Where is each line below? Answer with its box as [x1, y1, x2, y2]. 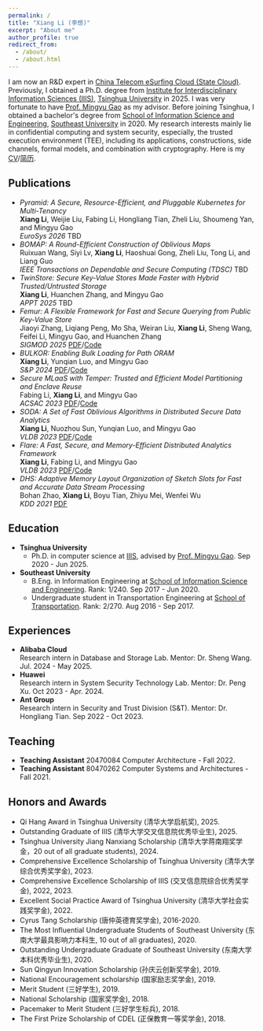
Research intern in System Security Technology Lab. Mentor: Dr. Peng [19, 678, 247, 688]
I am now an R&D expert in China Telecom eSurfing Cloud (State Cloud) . [8, 76, 242, 87]
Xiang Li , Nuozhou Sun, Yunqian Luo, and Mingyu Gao [19, 423, 196, 433]
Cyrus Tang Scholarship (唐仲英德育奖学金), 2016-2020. [19, 915, 201, 925]
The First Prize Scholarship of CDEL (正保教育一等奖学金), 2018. [19, 1014, 226, 1023]
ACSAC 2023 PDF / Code [19, 399, 98, 408]
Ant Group [19, 695, 55, 705]
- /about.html [15, 56, 61, 64]
